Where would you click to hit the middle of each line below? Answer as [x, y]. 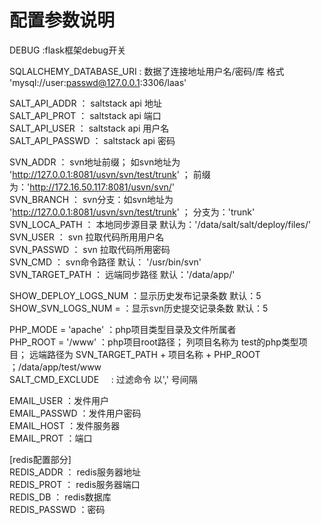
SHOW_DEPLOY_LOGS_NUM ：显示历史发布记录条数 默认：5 [135, 295]
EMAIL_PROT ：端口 [51, 438]
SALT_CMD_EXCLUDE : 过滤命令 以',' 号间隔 [103, 379]
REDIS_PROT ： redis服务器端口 [75, 484]
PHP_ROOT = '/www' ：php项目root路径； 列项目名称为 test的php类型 [154, 342]
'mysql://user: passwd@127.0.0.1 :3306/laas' [98, 82]
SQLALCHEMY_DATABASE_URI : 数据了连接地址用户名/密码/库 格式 [147, 71]
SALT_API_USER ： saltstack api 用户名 [89, 128]
